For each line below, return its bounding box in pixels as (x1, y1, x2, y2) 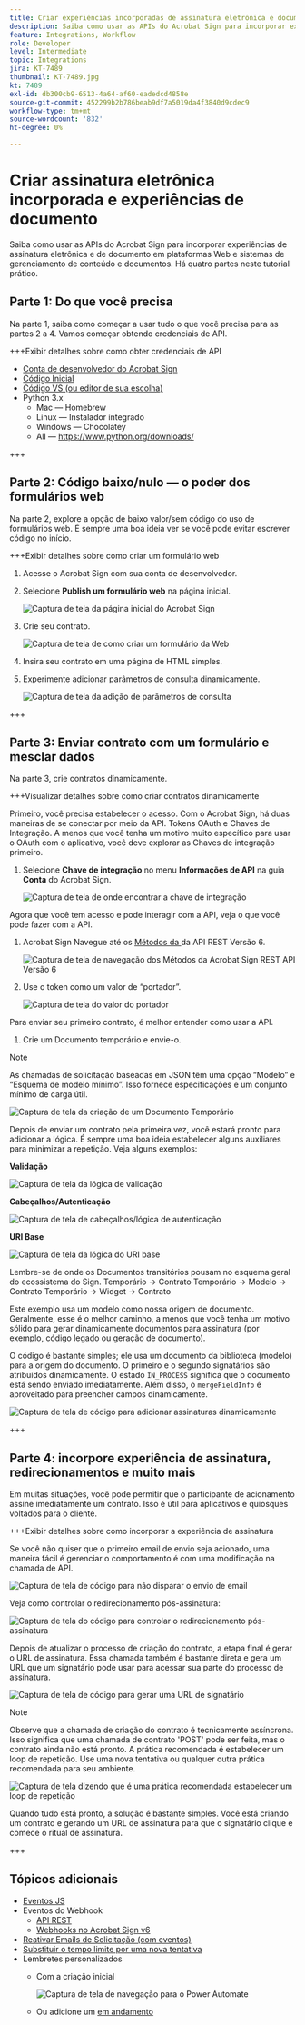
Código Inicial (22, 373, 74, 384)
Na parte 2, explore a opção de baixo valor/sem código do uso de (9, 513, 255, 524)
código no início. (9, 533, 72, 544)
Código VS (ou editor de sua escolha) (22, 383, 163, 394)
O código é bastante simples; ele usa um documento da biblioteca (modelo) (9, 1351, 293, 1362)
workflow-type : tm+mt (9, 106, 92, 115)
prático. (9, 267, 39, 278)
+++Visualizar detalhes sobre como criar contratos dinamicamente (9, 791, 260, 802)
